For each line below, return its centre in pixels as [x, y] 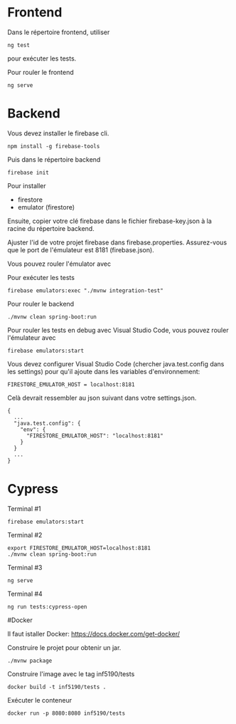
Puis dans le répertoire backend [54, 159]
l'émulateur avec [32, 337]
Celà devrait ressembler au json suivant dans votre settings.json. [102, 398]
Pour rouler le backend [41, 304]
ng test [19, 45]
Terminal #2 [25, 534]
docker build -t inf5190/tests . [57, 687]
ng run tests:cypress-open [47, 606]
